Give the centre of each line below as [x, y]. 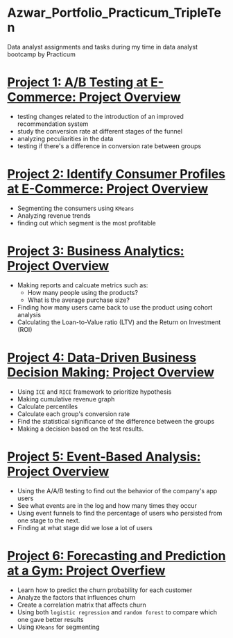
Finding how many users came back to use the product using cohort [115, 307]
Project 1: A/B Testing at [77, 82]
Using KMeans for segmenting [58, 627]
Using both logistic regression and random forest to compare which [117, 612]
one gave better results [50, 619]
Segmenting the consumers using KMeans [76, 208]
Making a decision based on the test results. [80, 429]
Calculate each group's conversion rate [74, 414]
